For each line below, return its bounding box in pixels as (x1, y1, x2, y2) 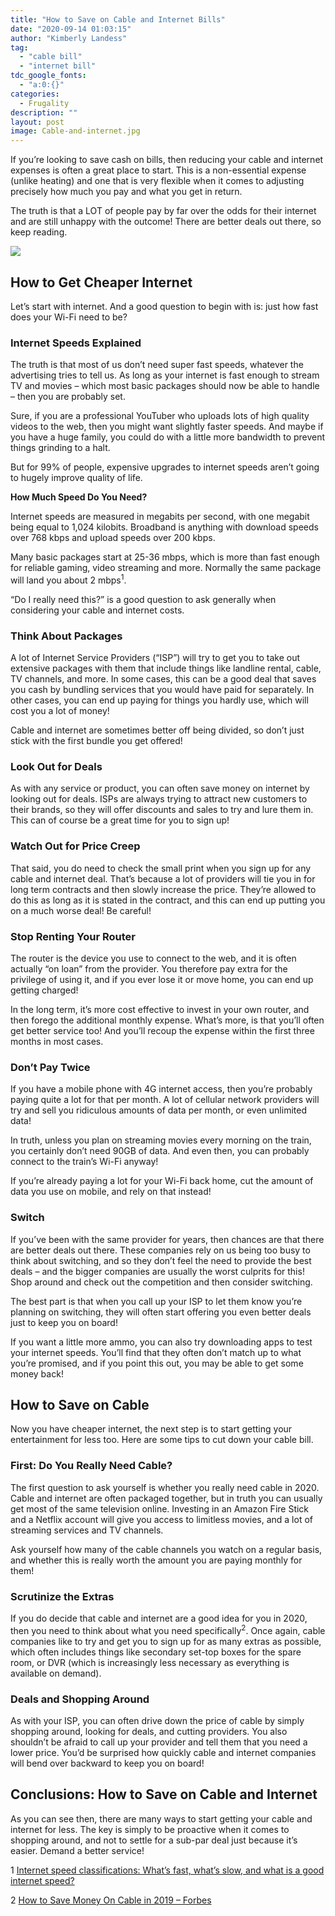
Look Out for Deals (10, 760, 103, 774)
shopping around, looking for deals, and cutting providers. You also (10, 1726, 288, 1738)
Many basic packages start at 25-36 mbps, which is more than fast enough (10, 551, 320, 563)
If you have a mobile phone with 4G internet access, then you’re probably (10, 1083, 313, 1095)
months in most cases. (10, 1036, 104, 1048)
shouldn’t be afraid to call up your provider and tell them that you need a (10, 1736, 308, 1748)
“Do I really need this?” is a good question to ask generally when (10, 593, 277, 605)
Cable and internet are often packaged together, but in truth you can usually (10, 1492, 323, 1504)
